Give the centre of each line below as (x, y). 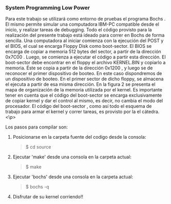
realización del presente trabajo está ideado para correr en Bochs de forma (85, 35)
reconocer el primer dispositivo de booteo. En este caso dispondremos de (84, 73)
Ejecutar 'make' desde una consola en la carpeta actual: (72, 157)
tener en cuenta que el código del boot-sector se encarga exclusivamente (84, 95)
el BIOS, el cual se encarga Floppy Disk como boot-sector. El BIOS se (79, 46)
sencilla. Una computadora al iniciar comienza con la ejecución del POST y (84, 41)
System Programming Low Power (48, 8)
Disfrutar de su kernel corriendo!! (48, 197)
